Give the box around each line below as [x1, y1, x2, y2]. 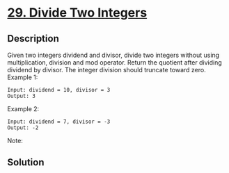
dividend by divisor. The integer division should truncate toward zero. [7, 66, 207, 74]
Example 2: [7, 105, 40, 113]
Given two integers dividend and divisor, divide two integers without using [7, 51, 220, 59]
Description [7, 33, 59, 44]
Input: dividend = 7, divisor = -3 [7, 118, 111, 125]
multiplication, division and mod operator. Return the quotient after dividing [7, 58, 223, 67]
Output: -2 [7, 124, 39, 131]
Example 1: [7, 73, 38, 81]
